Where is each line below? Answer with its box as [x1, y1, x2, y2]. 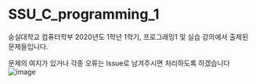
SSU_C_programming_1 [8, 5, 160, 23]
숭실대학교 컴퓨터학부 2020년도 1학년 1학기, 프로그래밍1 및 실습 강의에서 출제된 [8, 32, 249, 41]
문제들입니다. [8, 41, 49, 51]
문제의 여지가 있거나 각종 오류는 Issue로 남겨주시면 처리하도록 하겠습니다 [8, 58, 230, 68]
